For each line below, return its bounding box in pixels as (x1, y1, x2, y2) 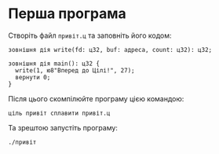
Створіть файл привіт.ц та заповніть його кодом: (8, 31, 172, 40)
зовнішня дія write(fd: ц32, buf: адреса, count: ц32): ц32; (8, 46, 213, 53)
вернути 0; (15, 73, 51, 81)
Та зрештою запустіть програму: (8, 123, 118, 132)
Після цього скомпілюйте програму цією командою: (8, 93, 184, 103)
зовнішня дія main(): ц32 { (8, 60, 100, 68)
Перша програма (8, 5, 127, 23)
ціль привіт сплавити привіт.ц (8, 109, 111, 117)
